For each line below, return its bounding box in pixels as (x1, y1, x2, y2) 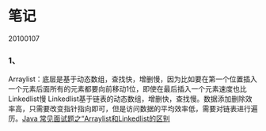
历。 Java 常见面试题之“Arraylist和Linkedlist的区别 (8, 114, 170, 123)
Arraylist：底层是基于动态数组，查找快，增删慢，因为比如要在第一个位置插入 (8, 74, 257, 84)
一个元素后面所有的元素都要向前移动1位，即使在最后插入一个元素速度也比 (8, 84, 247, 94)
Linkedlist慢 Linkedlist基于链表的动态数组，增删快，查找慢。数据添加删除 (8, 94, 245, 103)
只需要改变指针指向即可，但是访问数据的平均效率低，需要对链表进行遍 (28, 104, 258, 114)
